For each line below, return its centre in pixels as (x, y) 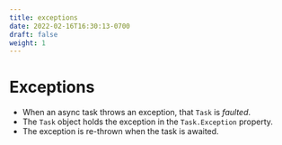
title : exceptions (44, 18)
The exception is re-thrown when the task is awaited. (120, 131)
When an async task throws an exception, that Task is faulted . (137, 113)
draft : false (34, 34)
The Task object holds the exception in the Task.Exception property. (148, 122)
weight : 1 (28, 43)
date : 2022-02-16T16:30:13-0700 (70, 26)
